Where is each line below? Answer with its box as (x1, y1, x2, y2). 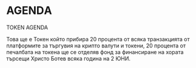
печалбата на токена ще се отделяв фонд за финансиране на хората (6, 48, 184, 55)
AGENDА (6, 4, 53, 18)
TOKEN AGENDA (6, 24, 49, 31)
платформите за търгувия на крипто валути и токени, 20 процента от (6, 42, 186, 49)
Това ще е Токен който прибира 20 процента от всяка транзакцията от (6, 35, 190, 42)
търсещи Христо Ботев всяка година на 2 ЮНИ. (6, 55, 131, 62)
